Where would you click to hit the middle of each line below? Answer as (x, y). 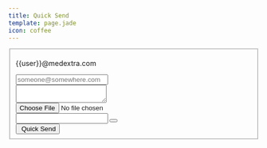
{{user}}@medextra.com (56, 64)
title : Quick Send (39, 16)
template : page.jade (43, 23)
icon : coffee (30, 30)
